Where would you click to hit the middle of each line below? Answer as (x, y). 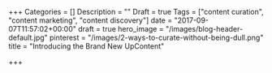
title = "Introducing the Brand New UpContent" (86, 46)
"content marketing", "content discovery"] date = (91, 20)
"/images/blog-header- (204, 29)
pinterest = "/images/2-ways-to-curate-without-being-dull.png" (157, 37)
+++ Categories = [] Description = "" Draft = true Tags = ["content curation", (136, 12)
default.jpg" (28, 37)
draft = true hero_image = (121, 29)
